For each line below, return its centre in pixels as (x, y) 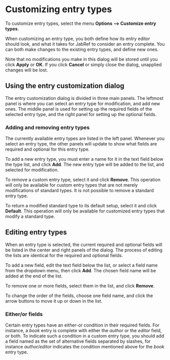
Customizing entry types (59, 9)
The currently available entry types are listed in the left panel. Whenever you (85, 138)
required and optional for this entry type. (48, 149)
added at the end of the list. (34, 276)
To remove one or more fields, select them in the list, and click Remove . (80, 285)
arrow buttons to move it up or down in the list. (54, 301)
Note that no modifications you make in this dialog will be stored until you (81, 59)
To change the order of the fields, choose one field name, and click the (79, 296)
